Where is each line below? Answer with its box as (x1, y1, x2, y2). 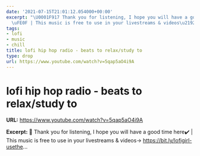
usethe (6, 143, 23, 151)
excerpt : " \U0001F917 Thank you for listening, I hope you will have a (6, 14, 187, 20)
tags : (6, 25, 20, 32)
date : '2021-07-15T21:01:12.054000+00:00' (6, 8, 113, 15)
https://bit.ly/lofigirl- (142, 137, 192, 144)
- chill (6, 42, 26, 48)
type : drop (6, 53, 33, 59)
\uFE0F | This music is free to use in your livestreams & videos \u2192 (11, 20, 196, 26)
